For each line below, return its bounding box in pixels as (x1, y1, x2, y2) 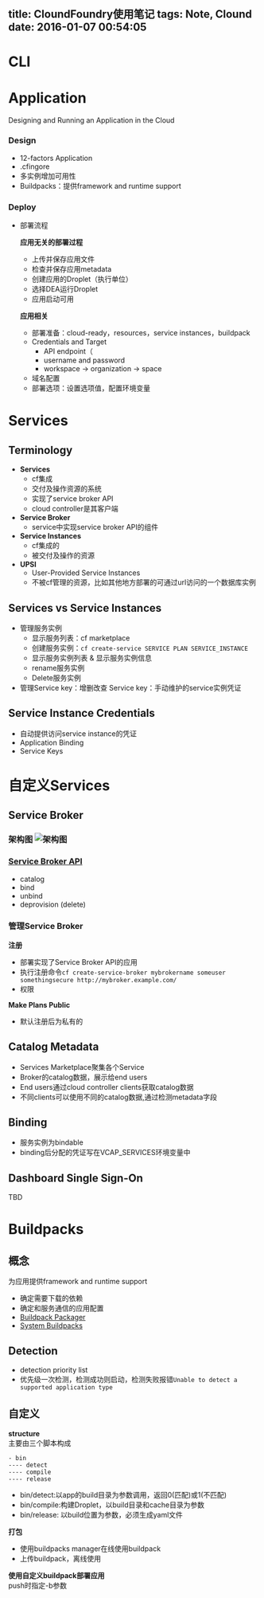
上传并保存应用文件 (31, 254, 95, 264)
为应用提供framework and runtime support (8, 1277, 148, 1287)
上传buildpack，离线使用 (19, 1553, 102, 1563)
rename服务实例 (31, 663, 85, 672)
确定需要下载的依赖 (19, 1294, 83, 1303)
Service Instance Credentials (8, 707, 155, 720)
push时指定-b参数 (8, 1580, 68, 1590)
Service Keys (19, 746, 64, 755)
